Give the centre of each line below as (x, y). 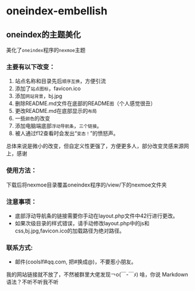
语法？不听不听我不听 (32, 282)
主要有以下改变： (31, 67)
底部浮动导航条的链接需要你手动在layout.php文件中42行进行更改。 (96, 216)
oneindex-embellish (57, 11)
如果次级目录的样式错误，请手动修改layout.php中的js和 (82, 223)
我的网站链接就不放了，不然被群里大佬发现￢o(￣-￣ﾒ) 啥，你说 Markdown (97, 275)
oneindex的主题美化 (44, 34)
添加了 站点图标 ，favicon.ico (48, 88)
